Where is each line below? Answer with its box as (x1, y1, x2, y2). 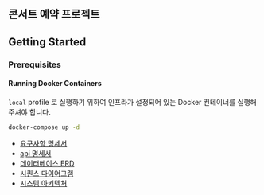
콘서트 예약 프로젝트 (8, 7, 100, 21)
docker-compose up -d (8, 123, 80, 131)
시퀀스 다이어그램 (19, 168, 74, 177)
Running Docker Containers (8, 79, 102, 88)
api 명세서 (19, 148, 52, 158)
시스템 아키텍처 (19, 178, 68, 188)
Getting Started (8, 35, 87, 49)
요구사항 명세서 (19, 138, 68, 148)
